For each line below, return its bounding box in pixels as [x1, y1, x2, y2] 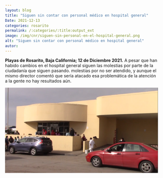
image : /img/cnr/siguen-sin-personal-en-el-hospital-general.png [5, 33, 140, 38]
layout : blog [5, 8, 32, 13]
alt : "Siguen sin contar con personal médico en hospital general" [5, 39, 145, 44]
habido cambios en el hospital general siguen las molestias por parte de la [5, 62, 154, 68]
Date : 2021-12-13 [5, 18, 40, 23]
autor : [5, 44, 18, 48]
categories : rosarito [5, 23, 49, 28]
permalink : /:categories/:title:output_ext [5, 28, 95, 33]
